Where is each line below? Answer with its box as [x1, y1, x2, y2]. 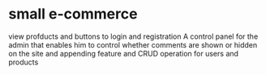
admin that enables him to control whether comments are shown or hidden [8, 40, 258, 49]
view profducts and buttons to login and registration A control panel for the [8, 31, 259, 41]
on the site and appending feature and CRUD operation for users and [8, 48, 239, 58]
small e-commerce [8, 5, 138, 23]
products [8, 57, 39, 67]
